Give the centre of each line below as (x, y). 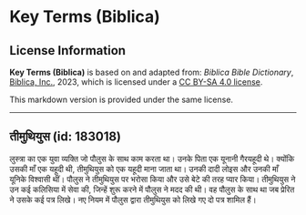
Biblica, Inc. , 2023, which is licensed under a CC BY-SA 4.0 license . (136, 82)
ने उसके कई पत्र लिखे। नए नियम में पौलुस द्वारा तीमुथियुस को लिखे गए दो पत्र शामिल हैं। (133, 200)
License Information (67, 51)
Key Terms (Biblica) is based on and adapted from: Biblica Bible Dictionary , (152, 72)
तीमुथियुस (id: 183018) (65, 137)
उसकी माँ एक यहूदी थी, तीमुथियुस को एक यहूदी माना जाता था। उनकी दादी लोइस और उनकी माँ (144, 169)
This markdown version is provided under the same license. (122, 99)
